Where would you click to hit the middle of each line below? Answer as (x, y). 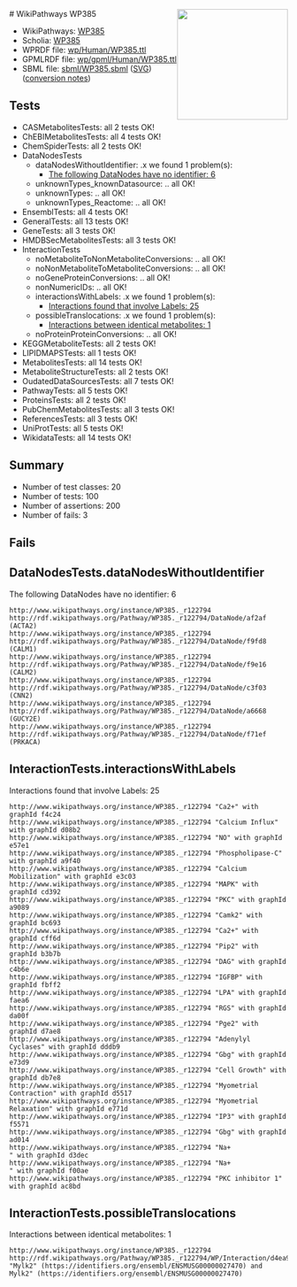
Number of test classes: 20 (71, 487)
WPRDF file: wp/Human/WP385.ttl (84, 50)
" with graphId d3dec (49, 1155)
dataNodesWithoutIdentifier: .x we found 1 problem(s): (133, 165)
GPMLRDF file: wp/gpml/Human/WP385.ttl (99, 59)
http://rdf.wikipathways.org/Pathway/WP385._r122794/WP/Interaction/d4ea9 (150, 1259)
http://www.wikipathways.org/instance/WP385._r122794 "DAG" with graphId (148, 961)
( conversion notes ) (56, 78)
